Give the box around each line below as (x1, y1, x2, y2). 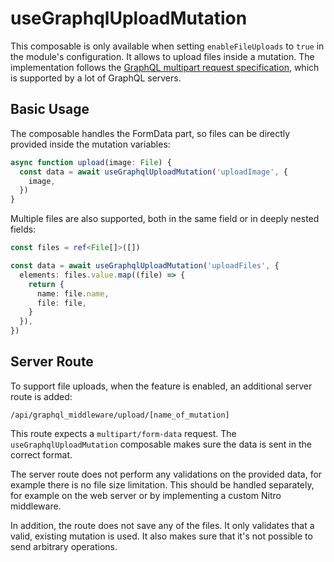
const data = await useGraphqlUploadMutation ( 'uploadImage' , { (19, 167, 288, 177)
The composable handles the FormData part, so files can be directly (10, 127, 291, 139)
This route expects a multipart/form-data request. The (10, 427, 237, 439)
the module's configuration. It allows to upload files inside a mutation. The (10, 50, 315, 62)
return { (28, 279, 65, 289)
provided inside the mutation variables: (10, 138, 171, 150)
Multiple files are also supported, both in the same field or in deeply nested (10, 213, 320, 225)
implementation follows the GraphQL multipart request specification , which (10, 61, 320, 73)
